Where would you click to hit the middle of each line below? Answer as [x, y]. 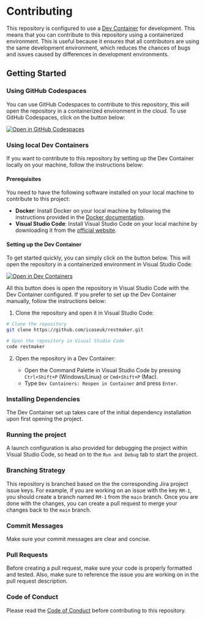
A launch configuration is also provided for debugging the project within [97, 448]
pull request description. [37, 581]
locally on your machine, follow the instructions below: [75, 165]
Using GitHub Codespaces [47, 91]
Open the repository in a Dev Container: [65, 358]
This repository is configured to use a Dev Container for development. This [101, 28]
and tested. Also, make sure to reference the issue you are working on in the [102, 575]
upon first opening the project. [45, 419]
